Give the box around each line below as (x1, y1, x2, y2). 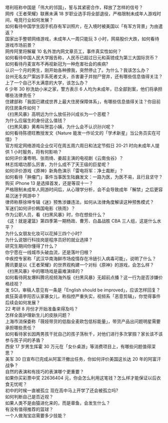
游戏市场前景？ (5, 42, 36, 48)
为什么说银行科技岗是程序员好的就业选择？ (5, 237, 93, 243)
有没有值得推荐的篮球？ (5, 406, 53, 412)
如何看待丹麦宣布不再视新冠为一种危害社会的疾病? (5, 61, 108, 67)
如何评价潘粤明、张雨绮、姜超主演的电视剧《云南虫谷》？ (5, 155, 123, 161)
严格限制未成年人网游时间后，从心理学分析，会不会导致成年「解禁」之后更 (5, 186, 158, 192)
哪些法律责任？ (5, 92, 36, 98)
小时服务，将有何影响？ (13, 149, 62, 155)
